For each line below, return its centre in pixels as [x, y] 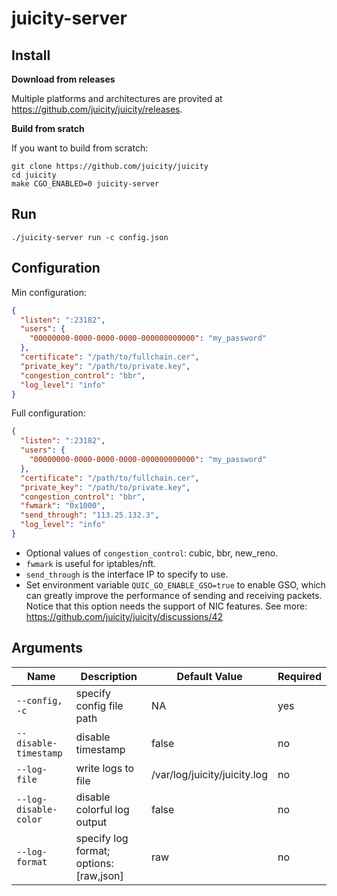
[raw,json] [99, 875]
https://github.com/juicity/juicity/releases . [97, 109]
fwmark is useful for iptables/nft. [91, 563]
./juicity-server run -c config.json [90, 237]
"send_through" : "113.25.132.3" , [90, 515]
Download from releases [63, 79]
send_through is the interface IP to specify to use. [127, 574]
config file [99, 705]
